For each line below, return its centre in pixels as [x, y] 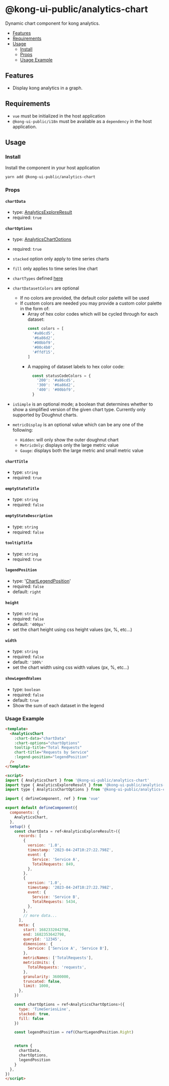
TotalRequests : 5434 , [55, 901]
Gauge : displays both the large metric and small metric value [82, 450]
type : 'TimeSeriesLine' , [45, 1009]
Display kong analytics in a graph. [48, 88]
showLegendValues [23, 678]
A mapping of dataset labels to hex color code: [76, 366]
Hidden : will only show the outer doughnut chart [69, 439]
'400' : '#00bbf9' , [56, 390]
